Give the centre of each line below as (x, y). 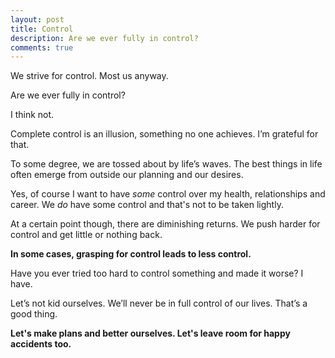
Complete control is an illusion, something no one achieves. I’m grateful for (164, 134)
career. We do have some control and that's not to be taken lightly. (147, 205)
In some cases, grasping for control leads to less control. (131, 254)
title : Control (42, 29)
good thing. (34, 314)
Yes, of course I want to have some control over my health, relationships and (168, 194)
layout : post (37, 19)
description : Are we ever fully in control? (104, 38)
